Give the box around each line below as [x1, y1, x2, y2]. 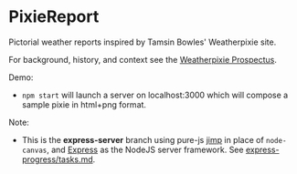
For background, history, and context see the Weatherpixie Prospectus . [8, 54, 278, 65]
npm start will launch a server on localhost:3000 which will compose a [21, 89, 289, 100]
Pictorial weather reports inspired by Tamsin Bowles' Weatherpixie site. [8, 36, 277, 47]
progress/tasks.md [21, 153, 93, 165]
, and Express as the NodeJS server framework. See [46, 144, 244, 155]
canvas [21, 146, 48, 155]
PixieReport [8, 6, 100, 27]
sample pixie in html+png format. [21, 98, 147, 110]
